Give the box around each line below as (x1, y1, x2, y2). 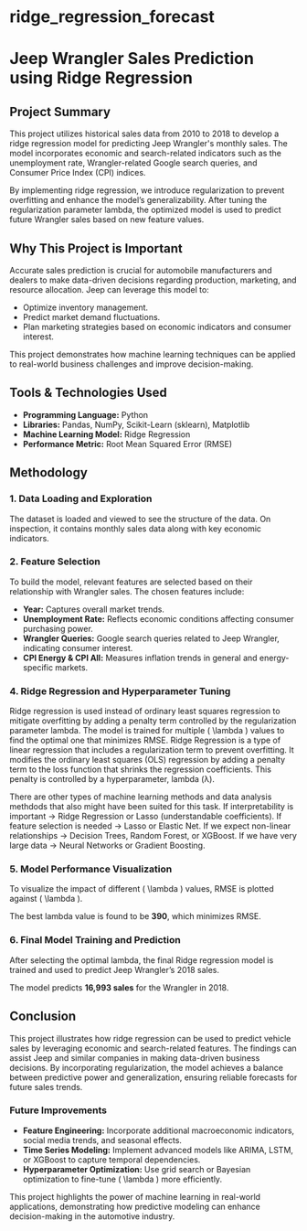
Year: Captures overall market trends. (22, 604, 164, 615)
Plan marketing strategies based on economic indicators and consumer (22, 322, 292, 332)
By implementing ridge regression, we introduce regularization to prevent (9, 185, 285, 196)
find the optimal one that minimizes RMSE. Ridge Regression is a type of (9, 734, 281, 746)
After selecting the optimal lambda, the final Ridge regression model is (9, 954, 274, 966)
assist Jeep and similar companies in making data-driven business (9, 1052, 260, 1063)
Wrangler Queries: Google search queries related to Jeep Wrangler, (22, 633, 281, 644)
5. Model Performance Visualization (9, 862, 173, 875)
